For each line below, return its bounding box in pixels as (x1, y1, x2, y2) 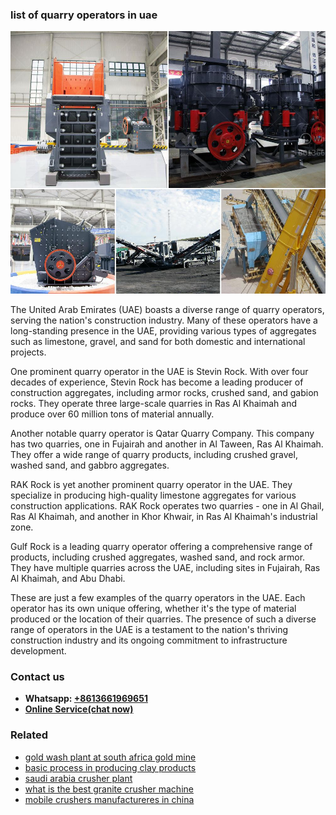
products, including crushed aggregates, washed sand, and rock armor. (10, 551, 306, 563)
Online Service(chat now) (24, 703, 134, 715)
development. (10, 644, 67, 657)
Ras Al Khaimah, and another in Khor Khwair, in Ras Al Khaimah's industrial (10, 510, 318, 522)
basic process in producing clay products (24, 761, 197, 773)
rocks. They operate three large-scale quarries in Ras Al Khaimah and (10, 397, 297, 409)
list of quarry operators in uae (10, 8, 158, 22)
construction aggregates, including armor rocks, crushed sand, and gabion (10, 386, 319, 398)
